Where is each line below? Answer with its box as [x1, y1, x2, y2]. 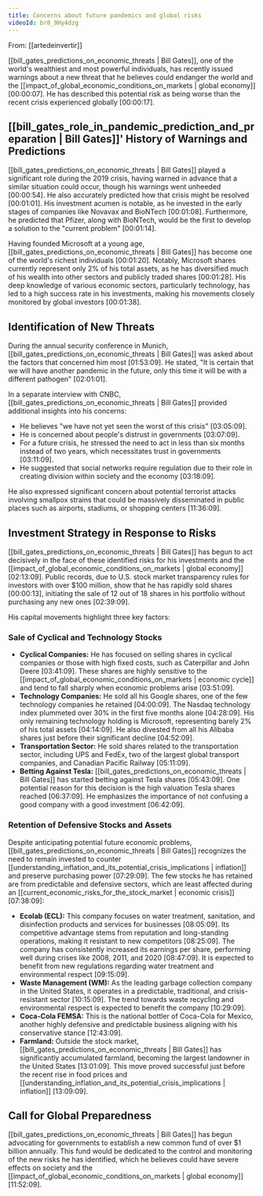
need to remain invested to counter [8, 854, 122, 864]
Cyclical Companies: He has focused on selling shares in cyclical [19, 649, 232, 660]
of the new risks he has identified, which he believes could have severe [8, 1155, 239, 1165]
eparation [8, 132, 57, 145]
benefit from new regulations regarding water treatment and [19, 961, 214, 971]
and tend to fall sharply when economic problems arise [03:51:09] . [19, 683, 236, 693]
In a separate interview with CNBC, [8, 390, 122, 399]
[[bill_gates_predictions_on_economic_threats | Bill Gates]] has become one [8, 247, 253, 257]
